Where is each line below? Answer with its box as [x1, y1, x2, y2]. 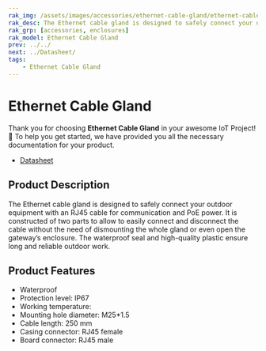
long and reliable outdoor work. [8, 241, 111, 251]
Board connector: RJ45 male [19, 335, 114, 345]
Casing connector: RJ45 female [19, 327, 123, 337]
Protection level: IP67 [19, 293, 89, 303]
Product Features [8, 264, 96, 277]
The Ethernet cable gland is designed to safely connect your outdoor [8, 199, 233, 209]
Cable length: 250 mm [19, 319, 93, 328]
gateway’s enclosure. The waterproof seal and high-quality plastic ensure [8, 232, 249, 242]
